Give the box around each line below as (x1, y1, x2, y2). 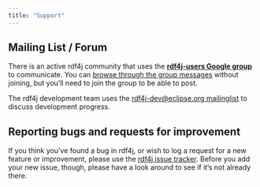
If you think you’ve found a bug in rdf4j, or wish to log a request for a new (8, 146, 247, 155)
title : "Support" (8, 11, 65, 20)
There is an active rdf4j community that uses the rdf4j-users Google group (8, 62, 252, 71)
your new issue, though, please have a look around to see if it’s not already (8, 163, 251, 172)
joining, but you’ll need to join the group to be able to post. (8, 78, 199, 88)
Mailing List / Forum (8, 41, 108, 54)
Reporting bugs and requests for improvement (8, 125, 241, 138)
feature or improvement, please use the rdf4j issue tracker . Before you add (8, 155, 251, 164)
